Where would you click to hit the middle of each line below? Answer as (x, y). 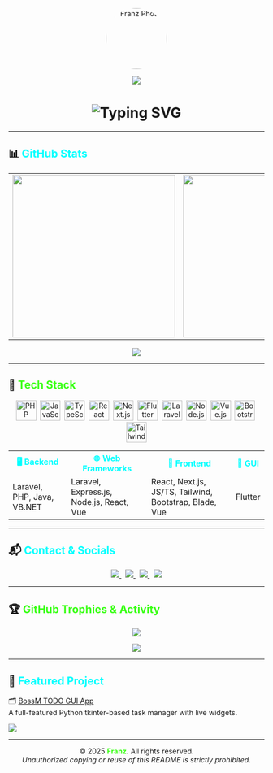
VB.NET (27, 506)
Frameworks (107, 468)
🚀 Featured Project (56, 681)
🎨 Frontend (189, 463)
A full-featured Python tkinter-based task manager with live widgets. (123, 712)
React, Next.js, (179, 481)
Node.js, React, (100, 502)
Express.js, (92, 492)
